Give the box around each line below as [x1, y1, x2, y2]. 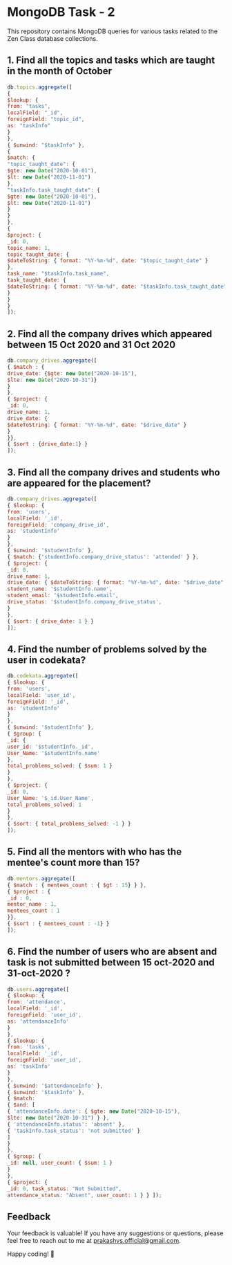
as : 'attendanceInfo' [7, 1018, 70, 1025]
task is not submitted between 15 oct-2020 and [7, 956, 215, 969]
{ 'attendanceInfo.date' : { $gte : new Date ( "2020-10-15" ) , [7, 1108, 181, 1115]
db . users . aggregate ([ [7, 985, 70, 993]
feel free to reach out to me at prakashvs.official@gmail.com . [7, 1237, 181, 1245]
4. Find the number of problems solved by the [7, 643, 207, 655]
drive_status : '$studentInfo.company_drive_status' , [7, 599, 162, 606]
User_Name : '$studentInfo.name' [7, 749, 100, 756]
